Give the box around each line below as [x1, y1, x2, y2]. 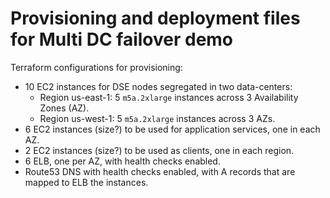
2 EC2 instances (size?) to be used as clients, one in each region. [24, 144, 295, 156]
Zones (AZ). [39, 102, 90, 114]
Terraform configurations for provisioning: [10, 61, 183, 73]
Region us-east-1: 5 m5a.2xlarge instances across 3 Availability [39, 91, 299, 103]
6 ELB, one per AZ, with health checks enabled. [24, 155, 221, 167]
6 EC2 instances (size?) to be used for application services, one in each [24, 123, 321, 135]
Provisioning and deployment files [10, 7, 301, 30]
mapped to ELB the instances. [24, 176, 149, 188]
